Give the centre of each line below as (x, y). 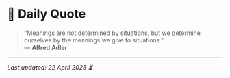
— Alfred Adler (46, 47)
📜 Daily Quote (47, 14)
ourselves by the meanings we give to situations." (94, 40)
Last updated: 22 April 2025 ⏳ (50, 67)
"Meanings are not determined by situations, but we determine (112, 33)
